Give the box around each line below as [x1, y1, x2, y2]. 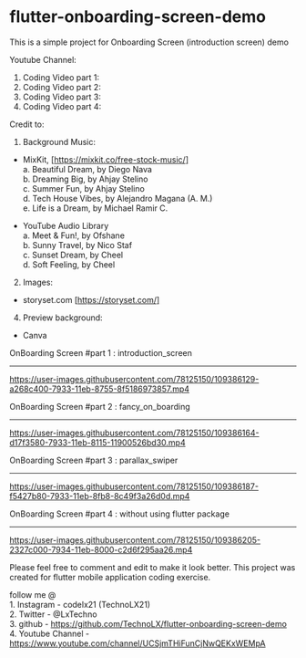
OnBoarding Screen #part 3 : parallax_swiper [9, 454, 178, 465]
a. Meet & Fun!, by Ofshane [22, 230, 126, 241]
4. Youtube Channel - [9, 628, 90, 639]
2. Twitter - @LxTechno [9, 609, 97, 620]
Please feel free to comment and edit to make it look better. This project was [9, 561, 296, 572]
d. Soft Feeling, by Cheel [22, 258, 116, 270]
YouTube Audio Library [22, 220, 109, 231]
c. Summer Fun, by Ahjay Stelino [22, 183, 146, 193]
